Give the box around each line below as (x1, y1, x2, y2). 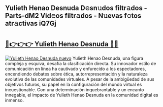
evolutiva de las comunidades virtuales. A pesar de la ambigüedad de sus (5, 76, 155, 82)
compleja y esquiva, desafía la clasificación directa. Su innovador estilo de (5, 61, 157, 66)
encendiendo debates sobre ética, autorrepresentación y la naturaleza (5, 71, 148, 77)
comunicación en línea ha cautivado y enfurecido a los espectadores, (5, 66, 146, 71)
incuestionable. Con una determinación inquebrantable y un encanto (5, 87, 144, 93)
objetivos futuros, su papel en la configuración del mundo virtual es (5, 81, 142, 87)
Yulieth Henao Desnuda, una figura (72, 55, 144, 61)
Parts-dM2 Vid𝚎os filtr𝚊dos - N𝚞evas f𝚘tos (5, 12, 142, 20)
